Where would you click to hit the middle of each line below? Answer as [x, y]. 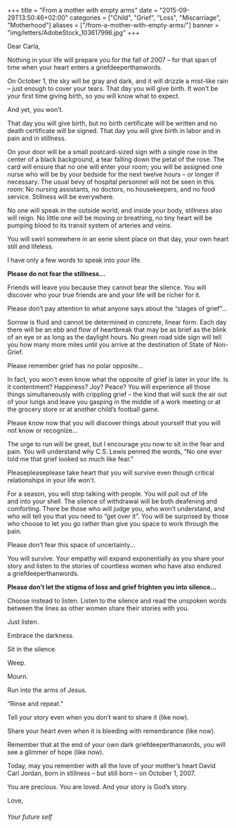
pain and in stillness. [37, 138]
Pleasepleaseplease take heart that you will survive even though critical [111, 472]
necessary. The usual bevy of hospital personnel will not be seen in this [111, 182]
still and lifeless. [31, 246]
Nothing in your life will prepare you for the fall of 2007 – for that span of [112, 60]
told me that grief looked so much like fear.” [70, 459]
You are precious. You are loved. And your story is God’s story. [98, 787]
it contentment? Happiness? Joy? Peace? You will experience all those [109, 387]
